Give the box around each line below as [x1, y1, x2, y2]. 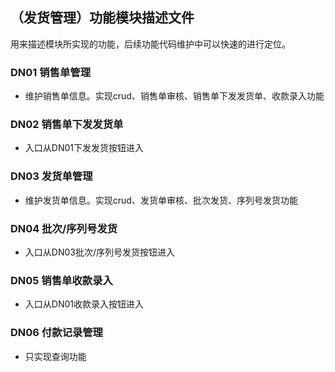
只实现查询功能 [24, 350, 87, 362]
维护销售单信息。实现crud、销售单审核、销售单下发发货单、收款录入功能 [24, 90, 325, 102]
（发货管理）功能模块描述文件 [10, 9, 195, 27]
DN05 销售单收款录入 [10, 273, 113, 287]
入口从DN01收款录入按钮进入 [24, 298, 144, 310]
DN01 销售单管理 [10, 65, 92, 79]
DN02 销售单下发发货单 [10, 118, 124, 132]
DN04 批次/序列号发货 [10, 221, 118, 235]
